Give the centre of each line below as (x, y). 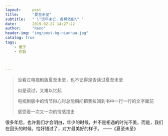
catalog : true (20, 38)
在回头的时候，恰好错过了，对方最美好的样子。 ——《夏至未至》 (72, 128)
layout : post (23, 10)
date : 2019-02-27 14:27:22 (40, 24)
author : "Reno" (26, 28)
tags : (11, 42)
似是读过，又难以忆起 (39, 90)
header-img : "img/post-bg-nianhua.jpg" (47, 33)
